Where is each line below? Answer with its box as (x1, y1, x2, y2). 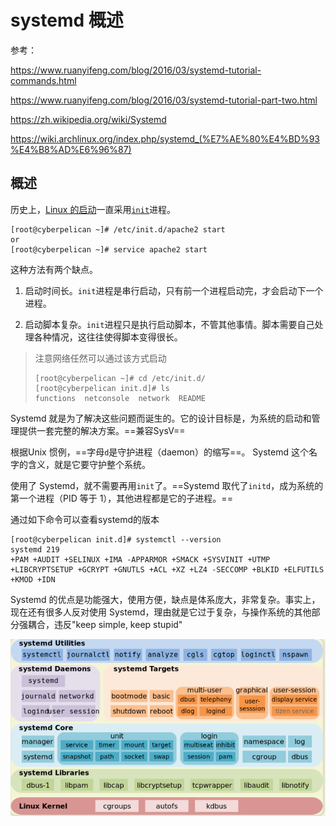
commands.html (10, 74, 77, 86)
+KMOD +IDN (10, 574, 56, 585)
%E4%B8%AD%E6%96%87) (10, 143, 132, 155)
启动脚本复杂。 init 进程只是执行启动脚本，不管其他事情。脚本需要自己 (24, 318, 315, 330)
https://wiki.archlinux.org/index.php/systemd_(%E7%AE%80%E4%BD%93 (10, 132, 320, 145)
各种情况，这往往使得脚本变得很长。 (33, 331, 183, 343)
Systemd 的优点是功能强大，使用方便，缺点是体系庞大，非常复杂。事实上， (10, 593, 321, 605)
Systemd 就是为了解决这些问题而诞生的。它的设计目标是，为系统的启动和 (10, 412, 312, 424)
